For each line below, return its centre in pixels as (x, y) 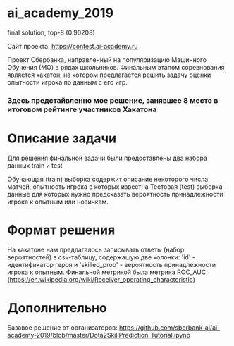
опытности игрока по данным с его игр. (68, 82)
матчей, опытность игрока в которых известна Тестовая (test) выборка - (117, 186)
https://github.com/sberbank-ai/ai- (170, 327)
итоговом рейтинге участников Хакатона (82, 109)
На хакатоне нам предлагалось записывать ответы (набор (96, 249)
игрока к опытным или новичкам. (58, 202)
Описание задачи (62, 138)
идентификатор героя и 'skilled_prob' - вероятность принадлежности (112, 264)
